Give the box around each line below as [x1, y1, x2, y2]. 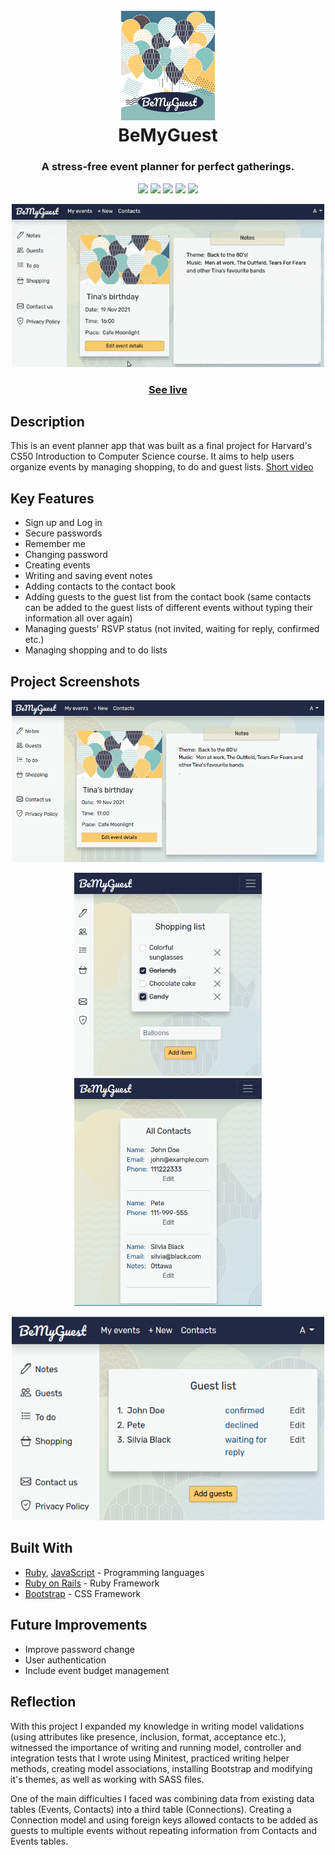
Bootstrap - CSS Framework [24, 1587, 142, 1599]
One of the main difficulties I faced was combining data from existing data [10, 1792, 315, 1804]
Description [10, 414, 85, 431]
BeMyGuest [118, 124, 218, 147]
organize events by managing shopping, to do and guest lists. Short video [10, 461, 314, 473]
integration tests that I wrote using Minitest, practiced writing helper [10, 1752, 290, 1764]
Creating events [24, 559, 91, 571]
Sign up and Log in [24, 517, 103, 529]
